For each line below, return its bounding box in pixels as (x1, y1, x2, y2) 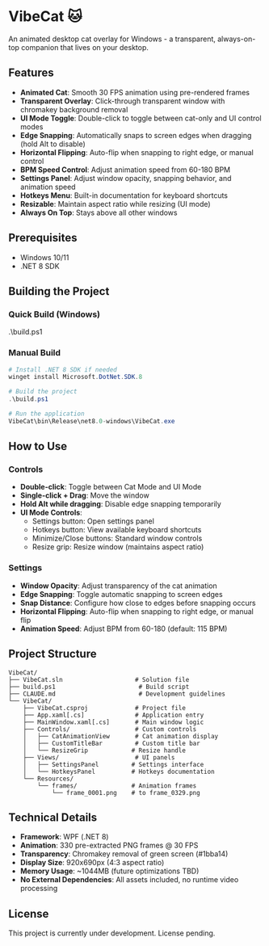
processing (19, 884, 58, 893)
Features (8, 66, 54, 80)
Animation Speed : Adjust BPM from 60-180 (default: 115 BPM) (19, 624, 228, 633)
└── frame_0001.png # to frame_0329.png (51, 788, 200, 797)
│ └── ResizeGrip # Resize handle (23, 746, 186, 755)
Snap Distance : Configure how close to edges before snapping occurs (19, 598, 256, 608)
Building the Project (8, 284, 110, 298)
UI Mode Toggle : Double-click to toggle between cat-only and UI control (19, 113, 262, 123)
